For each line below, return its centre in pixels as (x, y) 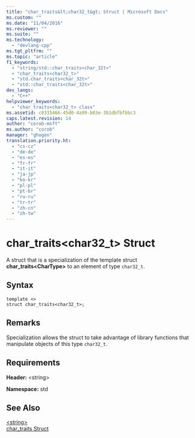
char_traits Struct (28, 429)
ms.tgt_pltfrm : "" (29, 51)
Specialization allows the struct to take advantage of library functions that (98, 337)
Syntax (20, 285)
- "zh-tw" (24, 214)
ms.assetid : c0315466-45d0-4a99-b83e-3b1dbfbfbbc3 (71, 113)
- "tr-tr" (24, 202)
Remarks (23, 323)
